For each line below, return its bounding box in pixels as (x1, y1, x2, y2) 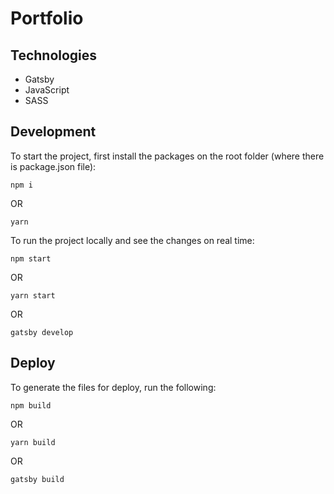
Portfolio (10, 7, 84, 30)
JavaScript (24, 84, 70, 96)
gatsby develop (10, 327, 74, 337)
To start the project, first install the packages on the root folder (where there (10, 150, 325, 162)
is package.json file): (10, 160, 97, 172)
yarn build (10, 437, 56, 447)
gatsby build (10, 474, 65, 484)
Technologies (10, 47, 98, 64)
